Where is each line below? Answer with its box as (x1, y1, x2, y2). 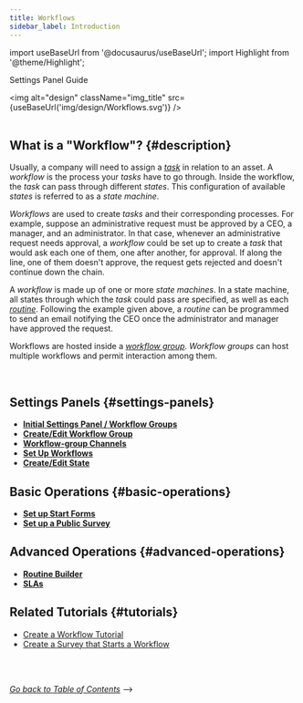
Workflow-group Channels (22, 439, 127, 450)
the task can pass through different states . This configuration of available (9, 181, 286, 192)
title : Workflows (9, 13, 76, 23)
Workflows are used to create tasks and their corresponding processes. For (9, 209, 295, 220)
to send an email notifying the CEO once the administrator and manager (9, 314, 279, 325)
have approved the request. (9, 323, 114, 334)
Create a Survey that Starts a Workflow (22, 638, 171, 649)
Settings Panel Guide (9, 74, 89, 85)
